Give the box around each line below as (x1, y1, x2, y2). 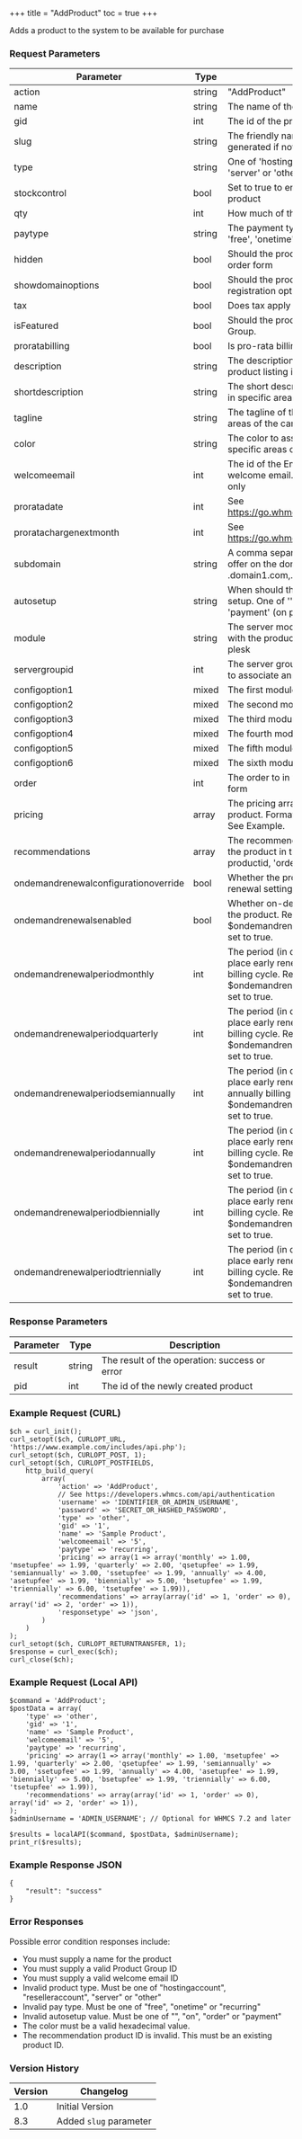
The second (227, 699, 279, 711)
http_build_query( (25, 1466, 94, 1475)
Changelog (80, 2085, 129, 2098)
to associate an (227, 669, 292, 682)
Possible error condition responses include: (9, 1936, 171, 1947)
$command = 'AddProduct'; (9, 1697, 106, 1706)
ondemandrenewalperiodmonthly (13, 968, 155, 981)
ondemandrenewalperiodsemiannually (13, 1087, 176, 1100)
